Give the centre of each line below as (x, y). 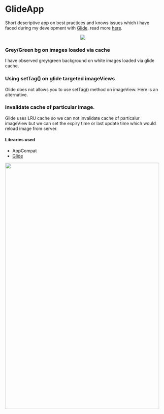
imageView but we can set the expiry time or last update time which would (81, 123)
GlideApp (25, 9)
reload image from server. (31, 128)
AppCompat (24, 151)
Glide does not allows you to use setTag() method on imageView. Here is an (82, 89)
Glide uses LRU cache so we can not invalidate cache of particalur (72, 118)
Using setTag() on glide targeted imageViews (60, 79)
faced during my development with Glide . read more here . (64, 28)
